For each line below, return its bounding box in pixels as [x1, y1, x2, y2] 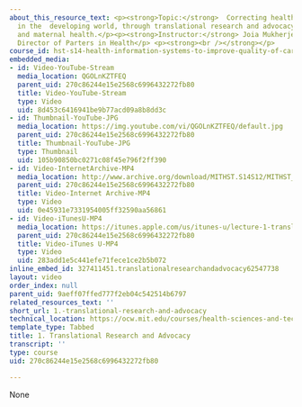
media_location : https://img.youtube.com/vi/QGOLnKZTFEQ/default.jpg [17, 122, 283, 131]
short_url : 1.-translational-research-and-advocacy [9, 306, 207, 315]
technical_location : [9, 314, 87, 324]
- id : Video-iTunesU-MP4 [9, 213, 102, 223]
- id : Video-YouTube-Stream [9, 64, 115, 73]
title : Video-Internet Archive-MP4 [17, 189, 151, 198]
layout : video [9, 273, 63, 282]
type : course [9, 348, 58, 357]
